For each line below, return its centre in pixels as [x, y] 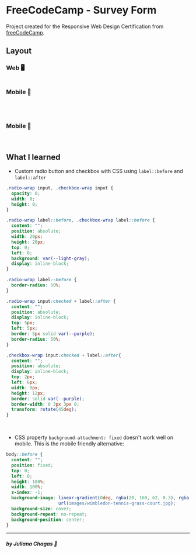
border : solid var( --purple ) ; [48, 399]
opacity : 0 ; [26, 193]
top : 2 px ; [23, 377]
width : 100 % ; [27, 487]
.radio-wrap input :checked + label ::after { [61, 301]
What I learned [33, 157]
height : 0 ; [24, 204]
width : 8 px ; [26, 388]
